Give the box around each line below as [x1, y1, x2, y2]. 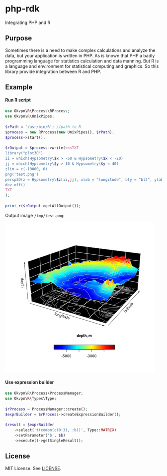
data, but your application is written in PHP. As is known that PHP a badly [5, 52, 155, 58]
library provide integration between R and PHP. [5, 68, 101, 74]
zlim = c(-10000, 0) [5, 166, 48, 171]
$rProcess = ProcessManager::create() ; [5, 407, 88, 412]
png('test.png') [5, 172, 39, 177]
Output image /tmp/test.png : [5, 212, 65, 218]
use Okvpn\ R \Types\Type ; [5, 396, 57, 401]
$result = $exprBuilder [5, 423, 55, 428]
